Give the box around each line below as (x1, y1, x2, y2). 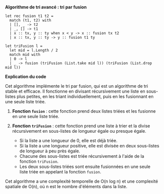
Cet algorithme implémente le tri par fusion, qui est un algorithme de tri (5, 83, 148, 89)
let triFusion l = (5, 44, 43, 48)
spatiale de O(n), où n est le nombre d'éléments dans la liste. (5, 184, 127, 189)
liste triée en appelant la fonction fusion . (19, 169, 101, 174)
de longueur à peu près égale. (19, 148, 80, 154)
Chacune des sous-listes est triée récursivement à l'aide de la (19, 153, 144, 159)
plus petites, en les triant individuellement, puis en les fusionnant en (17, 94, 154, 99)
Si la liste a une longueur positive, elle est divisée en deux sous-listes (19, 143, 160, 148)
